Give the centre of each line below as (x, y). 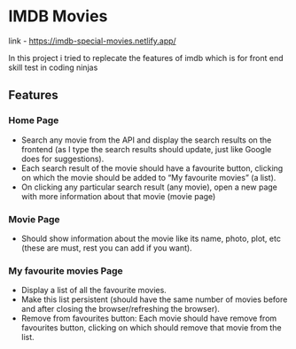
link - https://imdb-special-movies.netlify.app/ (92, 41)
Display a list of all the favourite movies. (94, 291)
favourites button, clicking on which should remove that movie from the (151, 328)
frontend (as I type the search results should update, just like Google (146, 149)
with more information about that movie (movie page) (118, 196)
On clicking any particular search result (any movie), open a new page (149, 187)
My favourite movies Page (66, 270)
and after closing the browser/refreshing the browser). (121, 309)
